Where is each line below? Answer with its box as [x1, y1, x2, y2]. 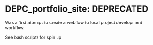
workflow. [5, 24, 25, 30]
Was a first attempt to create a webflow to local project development [5, 20, 143, 25]
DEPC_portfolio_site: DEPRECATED [5, 3, 149, 15]
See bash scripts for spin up [5, 34, 62, 40]
